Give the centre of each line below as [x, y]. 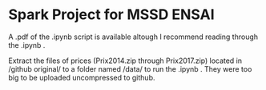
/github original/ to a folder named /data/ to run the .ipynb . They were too [130, 68]
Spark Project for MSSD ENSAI [111, 15]
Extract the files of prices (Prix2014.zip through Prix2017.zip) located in [125, 61]
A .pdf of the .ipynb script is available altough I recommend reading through [133, 37]
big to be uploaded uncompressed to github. [82, 77]
